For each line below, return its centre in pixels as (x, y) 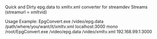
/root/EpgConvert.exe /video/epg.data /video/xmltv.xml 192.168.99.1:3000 (79, 32)
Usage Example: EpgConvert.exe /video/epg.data (54, 21)
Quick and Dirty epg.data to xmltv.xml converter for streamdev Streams (76, 7)
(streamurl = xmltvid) (26, 12)
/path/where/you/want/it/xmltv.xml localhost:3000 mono (61, 26)
